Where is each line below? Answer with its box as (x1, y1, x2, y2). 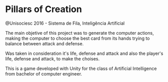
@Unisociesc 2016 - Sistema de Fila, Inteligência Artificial (5, 20, 125, 26)
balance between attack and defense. (5, 40, 84, 46)
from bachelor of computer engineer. (5, 70, 82, 76)
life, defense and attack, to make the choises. (5, 55, 100, 61)
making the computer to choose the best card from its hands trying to (5, 35, 150, 41)
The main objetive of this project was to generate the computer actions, (5, 30, 154, 36)
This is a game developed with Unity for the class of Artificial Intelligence (5, 65, 157, 71)
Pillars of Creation (5, 4, 82, 15)
